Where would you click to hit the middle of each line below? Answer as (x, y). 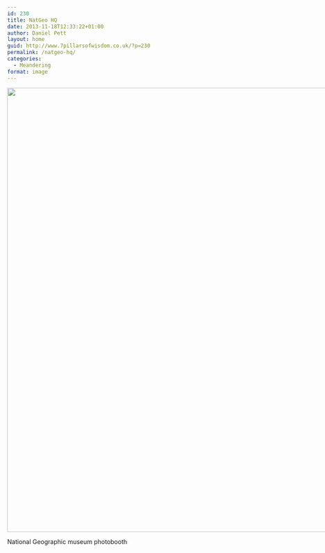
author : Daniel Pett (37, 33)
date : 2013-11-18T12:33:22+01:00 (56, 26)
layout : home (26, 40)
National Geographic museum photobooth (67, 541)
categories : (24, 59)
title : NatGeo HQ (32, 20)
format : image (28, 71)
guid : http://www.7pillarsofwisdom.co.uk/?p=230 (79, 46)
